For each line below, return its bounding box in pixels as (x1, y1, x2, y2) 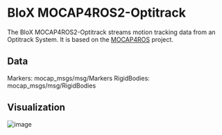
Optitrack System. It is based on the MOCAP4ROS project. (7, 35, 173, 43)
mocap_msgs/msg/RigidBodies (7, 81, 96, 90)
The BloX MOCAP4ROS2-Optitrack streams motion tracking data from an (7, 28, 216, 36)
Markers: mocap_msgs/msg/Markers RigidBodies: (7, 74, 151, 82)
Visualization (7, 102, 66, 113)
